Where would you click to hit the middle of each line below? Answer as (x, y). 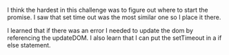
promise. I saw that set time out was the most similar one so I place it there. (114, 17)
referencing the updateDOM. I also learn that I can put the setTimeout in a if (114, 38)
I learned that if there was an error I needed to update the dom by (100, 31)
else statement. (29, 45)
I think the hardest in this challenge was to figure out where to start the (108, 10)
